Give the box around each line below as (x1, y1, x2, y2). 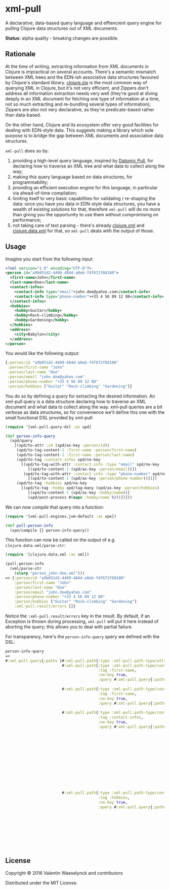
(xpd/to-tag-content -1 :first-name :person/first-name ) (16, 448, 137, 453)
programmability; (12, 179, 49, 185)
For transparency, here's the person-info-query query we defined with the (5, 634, 160, 640)
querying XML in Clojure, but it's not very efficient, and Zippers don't (5, 85, 149, 91)
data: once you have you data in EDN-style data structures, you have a (12, 201, 160, 207)
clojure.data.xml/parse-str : (5, 542, 66, 548)
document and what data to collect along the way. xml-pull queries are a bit (5, 404, 163, 410)
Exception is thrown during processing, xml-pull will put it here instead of (5, 618, 159, 624)
